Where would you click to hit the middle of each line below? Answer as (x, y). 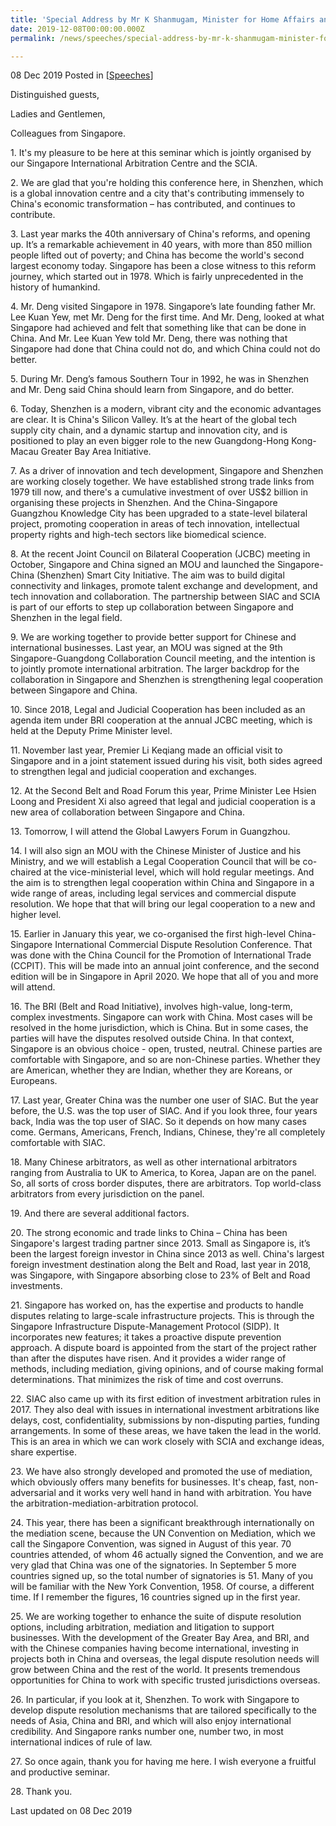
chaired (26, 872)
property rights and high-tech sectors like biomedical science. (138, 535)
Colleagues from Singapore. (68, 133)
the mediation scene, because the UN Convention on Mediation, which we (163, 1533)
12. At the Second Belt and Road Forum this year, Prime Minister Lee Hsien (163, 791)
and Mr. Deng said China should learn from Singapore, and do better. (152, 390)
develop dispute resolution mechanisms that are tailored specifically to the (163, 1710)
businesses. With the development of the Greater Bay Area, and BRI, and (160, 1638)
